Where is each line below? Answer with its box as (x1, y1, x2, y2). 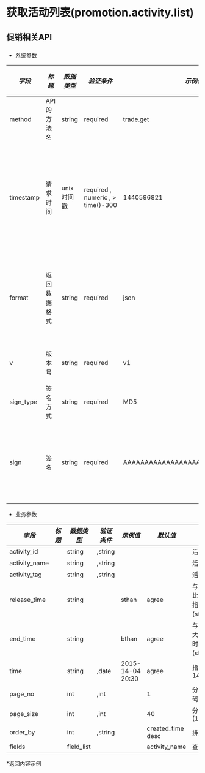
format (9, 293, 29, 302)
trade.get (123, 115, 149, 123)
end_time (9, 635, 36, 643)
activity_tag (9, 570, 42, 579)
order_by (9, 728, 35, 736)
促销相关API (6, 32, 52, 42)
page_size (9, 709, 38, 718)
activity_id (9, 547, 38, 556)
